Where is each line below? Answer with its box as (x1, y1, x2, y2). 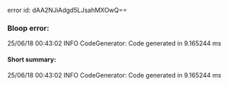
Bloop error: (7, 23, 49, 33)
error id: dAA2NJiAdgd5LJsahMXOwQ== (7, 6, 128, 14)
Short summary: (7, 55, 56, 64)
